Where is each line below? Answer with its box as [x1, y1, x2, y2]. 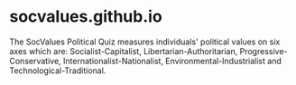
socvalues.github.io [9, 6, 162, 27]
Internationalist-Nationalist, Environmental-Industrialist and [62, 55, 282, 66]
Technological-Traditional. [9, 65, 106, 76]
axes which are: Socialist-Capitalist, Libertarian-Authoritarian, [9, 45, 238, 56]
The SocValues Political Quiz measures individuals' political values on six [9, 36, 281, 47]
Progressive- [239, 45, 288, 56]
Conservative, [9, 55, 61, 66]
